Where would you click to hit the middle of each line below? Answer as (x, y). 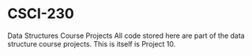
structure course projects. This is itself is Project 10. (92, 43)
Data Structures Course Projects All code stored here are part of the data (126, 35)
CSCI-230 (41, 14)
